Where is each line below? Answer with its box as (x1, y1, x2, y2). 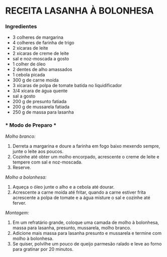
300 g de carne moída (12, 77, 59, 83)
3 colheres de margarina (12, 34, 64, 40)
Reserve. (12, 164, 31, 170)
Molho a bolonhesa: (5, 174, 47, 180)
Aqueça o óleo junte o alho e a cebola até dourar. (12, 184, 115, 190)
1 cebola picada (12, 72, 45, 78)
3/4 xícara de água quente (12, 88, 68, 94)
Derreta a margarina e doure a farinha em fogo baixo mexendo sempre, (12, 143, 160, 149)
